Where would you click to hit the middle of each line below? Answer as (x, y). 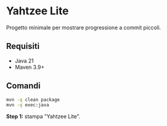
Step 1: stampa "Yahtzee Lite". (43, 116)
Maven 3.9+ (30, 67)
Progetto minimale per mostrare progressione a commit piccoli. (83, 27)
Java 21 (24, 60)
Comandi (23, 86)
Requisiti (23, 46)
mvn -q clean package (33, 100)
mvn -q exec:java (28, 105)
